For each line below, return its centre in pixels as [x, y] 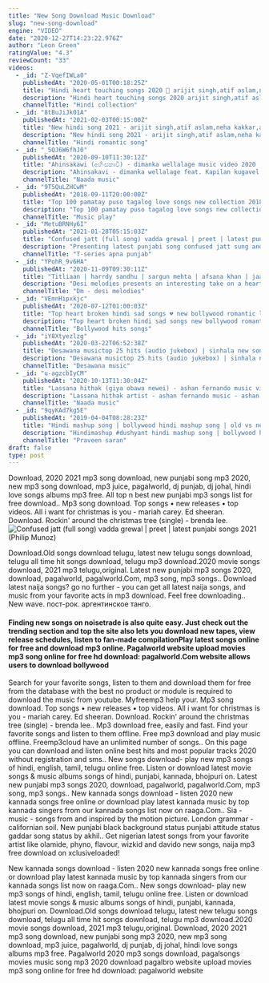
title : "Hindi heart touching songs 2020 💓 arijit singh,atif [128, 90]
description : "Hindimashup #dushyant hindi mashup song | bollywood [139, 433]
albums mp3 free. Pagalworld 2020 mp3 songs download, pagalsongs [124, 953]
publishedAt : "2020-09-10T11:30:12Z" [86, 157]
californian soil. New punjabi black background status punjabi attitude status [134, 828]
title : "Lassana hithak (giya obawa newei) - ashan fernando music [137, 388]
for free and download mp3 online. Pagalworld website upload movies [127, 648]
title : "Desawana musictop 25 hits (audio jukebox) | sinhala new [136, 351]
